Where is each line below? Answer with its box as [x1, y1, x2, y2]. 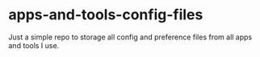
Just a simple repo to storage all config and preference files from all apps [8, 32, 253, 42]
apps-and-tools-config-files [8, 6, 203, 24]
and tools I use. [8, 40, 60, 50]
